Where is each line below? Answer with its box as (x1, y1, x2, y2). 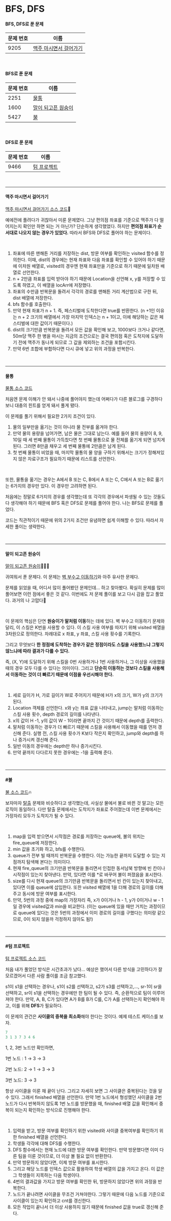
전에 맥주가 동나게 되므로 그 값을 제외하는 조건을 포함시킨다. (18, 339, 136, 345)
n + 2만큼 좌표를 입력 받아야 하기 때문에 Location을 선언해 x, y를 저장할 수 (12, 276, 160, 281)
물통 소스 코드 (5, 385, 33, 391)
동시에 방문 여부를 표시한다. (22, 890, 77, 896)
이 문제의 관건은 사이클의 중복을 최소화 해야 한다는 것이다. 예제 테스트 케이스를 (5, 1013, 159, 1019)
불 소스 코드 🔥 (5, 789, 32, 795)
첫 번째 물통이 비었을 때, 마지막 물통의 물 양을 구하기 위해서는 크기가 (12, 449, 147, 456)
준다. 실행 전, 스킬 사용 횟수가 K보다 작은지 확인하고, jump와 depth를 (22, 730, 159, 736)
